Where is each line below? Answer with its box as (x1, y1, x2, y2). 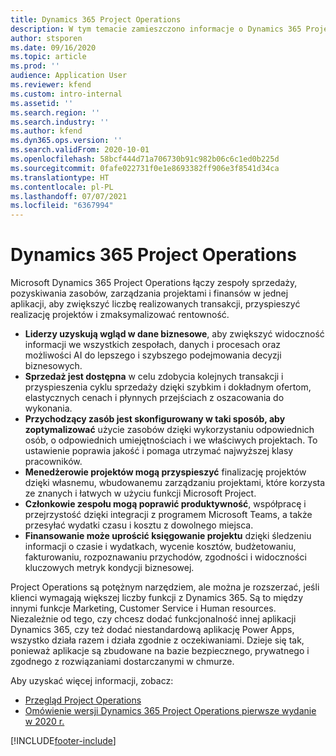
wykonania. (24, 402, 73, 415)
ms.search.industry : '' (10, 117, 110, 127)
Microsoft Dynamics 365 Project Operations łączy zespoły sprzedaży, (10, 277, 298, 289)
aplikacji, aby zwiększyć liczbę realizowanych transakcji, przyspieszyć (10, 298, 301, 310)
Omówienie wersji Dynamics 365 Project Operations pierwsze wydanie (24, 705, 317, 717)
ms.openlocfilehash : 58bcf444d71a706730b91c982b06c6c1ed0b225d (10, 154, 280, 164)
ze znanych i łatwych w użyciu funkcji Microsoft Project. (24, 487, 257, 500)
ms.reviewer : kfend (10, 80, 92, 90)
